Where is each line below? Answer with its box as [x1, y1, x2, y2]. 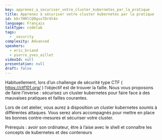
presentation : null [5, 61, 45, 66]
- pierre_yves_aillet [9, 52, 54, 58]
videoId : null [5, 57, 34, 62]
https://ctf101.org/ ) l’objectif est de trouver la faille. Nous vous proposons [5, 85, 153, 90]
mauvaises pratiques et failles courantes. [5, 95, 88, 100]
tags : [5, 30, 16, 35]
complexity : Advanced [5, 39, 49, 44]
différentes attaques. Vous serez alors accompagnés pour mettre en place [5, 110, 155, 115]
